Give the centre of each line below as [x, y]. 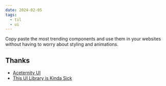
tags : [11, 15]
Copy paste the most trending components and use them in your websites [83, 39]
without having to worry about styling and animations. [62, 45]
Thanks [18, 60]
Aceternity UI [27, 73]
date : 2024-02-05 [24, 10]
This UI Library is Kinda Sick [42, 78]
